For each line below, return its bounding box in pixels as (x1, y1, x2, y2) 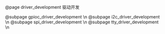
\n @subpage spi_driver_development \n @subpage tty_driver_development (5, 19, 159, 25)
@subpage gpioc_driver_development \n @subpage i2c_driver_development (5, 14, 160, 19)
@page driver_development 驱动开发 (5, 4, 80, 10)
